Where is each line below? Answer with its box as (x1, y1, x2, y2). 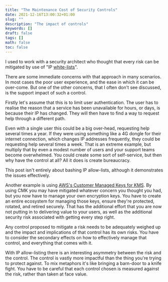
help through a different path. (5, 115, 66, 121)
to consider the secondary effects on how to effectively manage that (5, 234, 147, 240)
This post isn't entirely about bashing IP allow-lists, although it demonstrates (5, 167, 163, 173)
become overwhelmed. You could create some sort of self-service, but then (5, 152, 162, 158)
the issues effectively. (5, 172, 51, 178)
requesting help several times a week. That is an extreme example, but (5, 141, 151, 147)
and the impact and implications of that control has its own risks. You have (5, 229, 159, 235)
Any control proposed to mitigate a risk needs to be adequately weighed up (5, 224, 161, 230)
